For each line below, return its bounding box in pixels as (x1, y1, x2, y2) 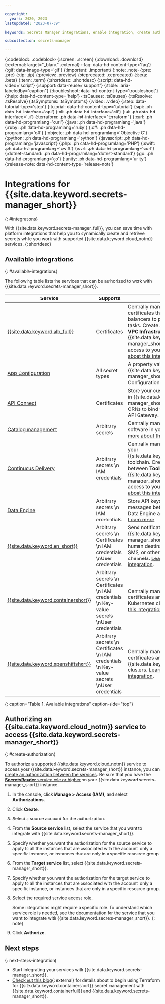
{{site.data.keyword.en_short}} (7, 542, 78, 549)
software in (127, 426, 154, 433)
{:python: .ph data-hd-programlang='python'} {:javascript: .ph (5, 135, 131, 141)
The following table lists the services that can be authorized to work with (5, 278, 152, 284)
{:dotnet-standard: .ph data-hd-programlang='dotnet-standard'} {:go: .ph (5, 151, 154, 157)
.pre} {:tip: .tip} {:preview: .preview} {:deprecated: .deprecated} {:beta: (5, 72, 148, 78)
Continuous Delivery (7, 465, 55, 472)
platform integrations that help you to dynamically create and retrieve (5, 230, 145, 237)
